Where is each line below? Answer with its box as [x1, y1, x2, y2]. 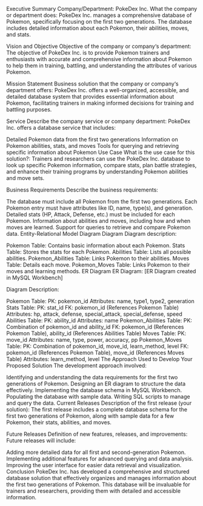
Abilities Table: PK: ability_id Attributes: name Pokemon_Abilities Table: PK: [6, 317, 193, 324]
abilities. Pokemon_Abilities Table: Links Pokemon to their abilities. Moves [6, 255, 190, 262]
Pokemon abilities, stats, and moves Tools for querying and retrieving [6, 142, 179, 149]
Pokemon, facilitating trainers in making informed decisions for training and [6, 99, 194, 107]
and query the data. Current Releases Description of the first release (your [6, 399, 192, 407]
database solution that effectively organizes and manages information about [6, 474, 197, 481]
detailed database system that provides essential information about [6, 93, 175, 100]
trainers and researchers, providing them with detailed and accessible [6, 487, 181, 494]
